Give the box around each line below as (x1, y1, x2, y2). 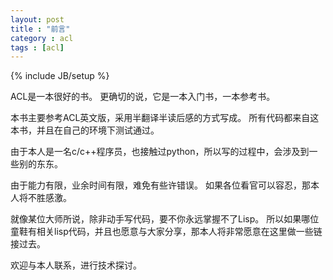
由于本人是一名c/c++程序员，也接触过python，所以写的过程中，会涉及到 (10, 146, 310, 158)
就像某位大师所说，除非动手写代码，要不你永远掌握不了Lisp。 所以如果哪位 (10, 213, 320, 225)
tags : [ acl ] (10, 42, 65, 53)
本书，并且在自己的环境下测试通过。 (10, 124, 160, 136)
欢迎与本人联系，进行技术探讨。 (10, 259, 142, 271)
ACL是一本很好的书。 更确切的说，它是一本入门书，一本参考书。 (10, 91, 276, 103)
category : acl (10, 33, 74, 43)
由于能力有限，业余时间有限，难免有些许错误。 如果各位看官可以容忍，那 (10, 179, 311, 191)
